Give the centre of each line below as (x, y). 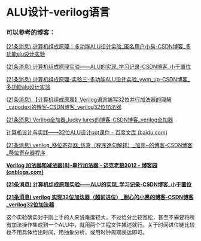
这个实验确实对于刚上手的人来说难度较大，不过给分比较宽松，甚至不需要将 (98, 217)
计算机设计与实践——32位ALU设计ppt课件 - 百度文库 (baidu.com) (87, 133)
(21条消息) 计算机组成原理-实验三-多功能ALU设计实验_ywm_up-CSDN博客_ (98, 80)
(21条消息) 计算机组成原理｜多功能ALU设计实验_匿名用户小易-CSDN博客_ (96, 47)
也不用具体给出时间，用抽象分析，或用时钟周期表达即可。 (77, 232)
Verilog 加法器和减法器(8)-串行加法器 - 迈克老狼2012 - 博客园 (82, 166)
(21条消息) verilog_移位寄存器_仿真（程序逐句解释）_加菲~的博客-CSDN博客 (100, 145)
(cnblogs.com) (25, 172)
